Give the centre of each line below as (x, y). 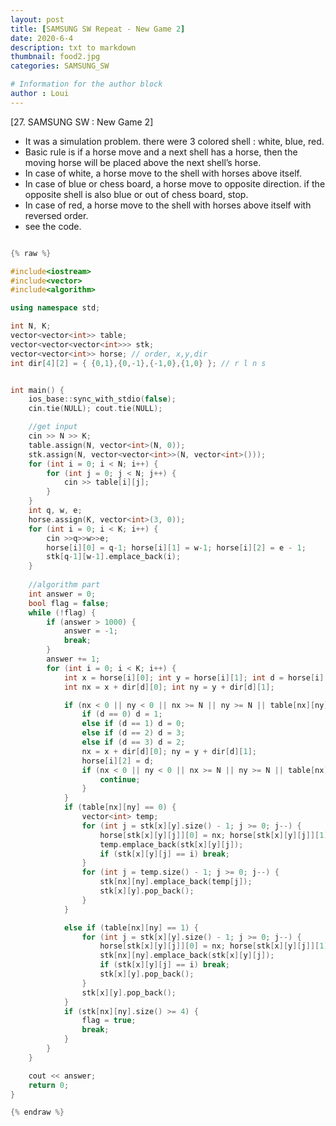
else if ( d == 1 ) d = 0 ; (133, 724)
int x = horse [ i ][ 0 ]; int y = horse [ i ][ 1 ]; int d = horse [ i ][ (196, 677)
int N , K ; (31, 326)
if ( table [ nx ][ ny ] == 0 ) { (120, 807)
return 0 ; (49, 1085)
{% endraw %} (37, 1112)
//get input (53, 427)
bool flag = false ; (69, 603)
